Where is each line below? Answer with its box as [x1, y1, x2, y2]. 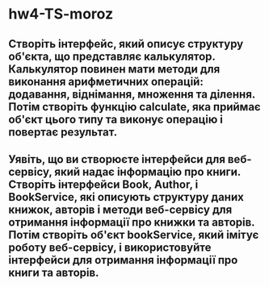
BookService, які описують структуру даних [8, 190, 244, 204]
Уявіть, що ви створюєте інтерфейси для [8, 152, 226, 166]
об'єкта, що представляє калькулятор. [8, 49, 216, 63]
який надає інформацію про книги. [54, 164, 241, 178]
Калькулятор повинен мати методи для [8, 62, 221, 76]
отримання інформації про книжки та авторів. [8, 215, 255, 229]
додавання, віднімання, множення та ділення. [8, 87, 256, 101]
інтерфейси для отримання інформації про [8, 253, 238, 267]
